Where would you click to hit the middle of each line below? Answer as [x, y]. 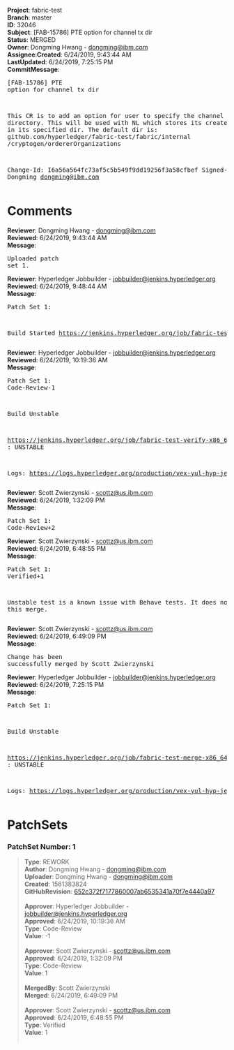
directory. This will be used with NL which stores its [104, 123]
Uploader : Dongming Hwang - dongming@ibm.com [98, 877]
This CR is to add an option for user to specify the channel [116, 116]
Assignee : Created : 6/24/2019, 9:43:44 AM [69, 54]
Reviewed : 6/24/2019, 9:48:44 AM [57, 286]
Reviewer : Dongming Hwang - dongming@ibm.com [81, 230]
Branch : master [30, 17]
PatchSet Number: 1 [41, 847]
